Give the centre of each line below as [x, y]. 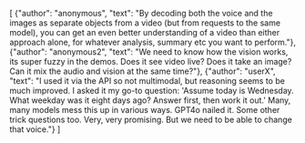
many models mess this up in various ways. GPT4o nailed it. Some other [145, 110]
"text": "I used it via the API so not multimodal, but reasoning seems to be [147, 81]
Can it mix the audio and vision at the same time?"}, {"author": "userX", [142, 71]
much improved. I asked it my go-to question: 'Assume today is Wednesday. [152, 91]
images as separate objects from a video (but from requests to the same [145, 23]
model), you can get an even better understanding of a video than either [145, 32]
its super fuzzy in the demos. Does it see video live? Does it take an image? [151, 61]
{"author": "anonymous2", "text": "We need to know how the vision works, [149, 52]
